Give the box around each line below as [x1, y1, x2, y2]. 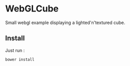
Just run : [5, 47, 25, 53]
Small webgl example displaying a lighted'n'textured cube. [5, 19, 125, 25]
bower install [5, 57, 35, 62]
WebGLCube [5, 3, 59, 14]
